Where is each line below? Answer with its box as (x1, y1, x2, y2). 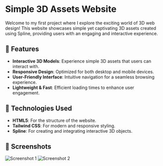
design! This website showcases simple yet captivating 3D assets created (5, 25, 157, 31)
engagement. (12, 89, 40, 95)
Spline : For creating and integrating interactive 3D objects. (12, 128, 133, 134)
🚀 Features (5, 45, 39, 53)
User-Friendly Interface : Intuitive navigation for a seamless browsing (12, 74, 155, 80)
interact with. (12, 63, 40, 69)
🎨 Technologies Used (5, 104, 72, 113)
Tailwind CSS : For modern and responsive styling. (12, 123, 116, 129)
